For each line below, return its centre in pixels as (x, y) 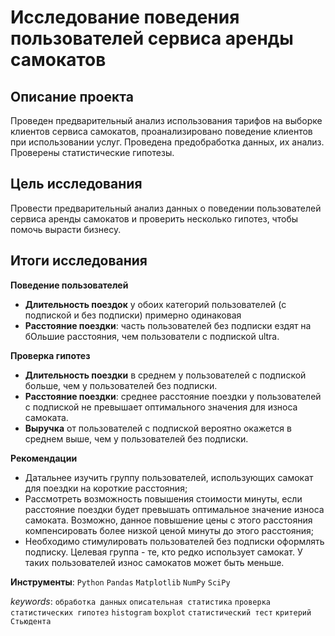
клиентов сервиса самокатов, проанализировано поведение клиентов (161, 131)
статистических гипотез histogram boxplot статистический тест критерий (161, 612)
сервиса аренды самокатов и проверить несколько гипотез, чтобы (154, 218)
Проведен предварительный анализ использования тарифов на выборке (166, 120)
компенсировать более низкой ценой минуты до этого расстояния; (169, 530)
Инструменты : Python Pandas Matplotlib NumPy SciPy (120, 582)
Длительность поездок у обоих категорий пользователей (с (155, 304)
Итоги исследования (79, 261)
